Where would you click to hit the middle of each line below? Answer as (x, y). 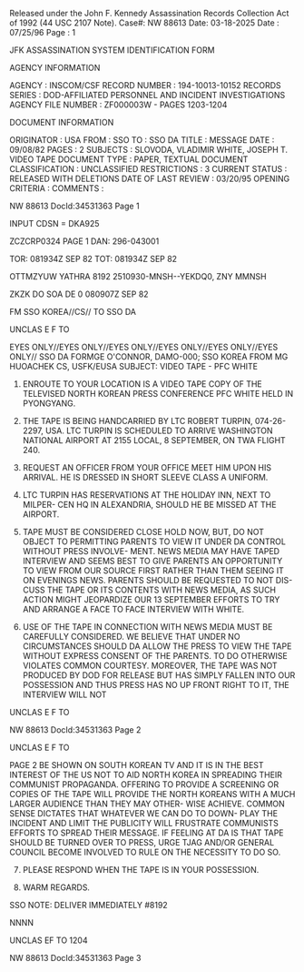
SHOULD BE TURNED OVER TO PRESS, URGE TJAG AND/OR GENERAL (142, 842)
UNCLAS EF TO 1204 (49, 940)
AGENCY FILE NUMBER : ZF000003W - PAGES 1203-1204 (118, 105)
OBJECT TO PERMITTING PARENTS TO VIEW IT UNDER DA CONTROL (154, 542)
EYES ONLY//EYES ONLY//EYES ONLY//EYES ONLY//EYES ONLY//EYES (144, 347)
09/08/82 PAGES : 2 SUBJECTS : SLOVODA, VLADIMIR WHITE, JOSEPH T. (149, 150)
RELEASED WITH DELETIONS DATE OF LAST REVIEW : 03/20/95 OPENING (150, 178)
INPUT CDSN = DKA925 (54, 223)
